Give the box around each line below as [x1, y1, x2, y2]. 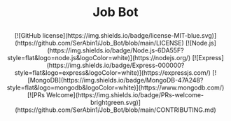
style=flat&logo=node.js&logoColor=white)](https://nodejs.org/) [7, 54, 191, 62]
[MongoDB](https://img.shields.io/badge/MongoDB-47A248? [27, 76, 204, 85]
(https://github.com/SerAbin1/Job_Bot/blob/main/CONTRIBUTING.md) [15, 106, 216, 114]
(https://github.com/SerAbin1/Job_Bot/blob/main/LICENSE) [14, 39, 185, 48]
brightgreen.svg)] [90, 99, 141, 107]
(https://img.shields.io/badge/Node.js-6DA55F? [46, 46, 185, 55]
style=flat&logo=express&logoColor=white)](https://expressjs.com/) [14, 69, 211, 77]
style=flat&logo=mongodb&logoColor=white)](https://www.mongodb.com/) [6, 83, 225, 92]
